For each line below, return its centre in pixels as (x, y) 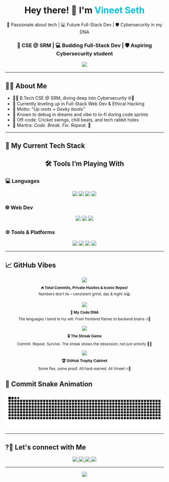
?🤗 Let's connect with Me (46, 447)
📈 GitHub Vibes (31, 265)
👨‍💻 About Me (26, 86)
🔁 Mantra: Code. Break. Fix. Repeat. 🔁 (52, 125)
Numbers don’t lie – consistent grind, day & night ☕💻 (84, 294)
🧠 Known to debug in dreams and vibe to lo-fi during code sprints (80, 115)
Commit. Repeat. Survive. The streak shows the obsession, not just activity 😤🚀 (84, 344)
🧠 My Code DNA (84, 312)
